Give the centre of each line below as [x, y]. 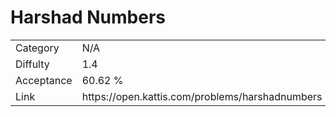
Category [37, 48]
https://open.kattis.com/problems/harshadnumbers [202, 96]
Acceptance [44, 80]
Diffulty [32, 64]
